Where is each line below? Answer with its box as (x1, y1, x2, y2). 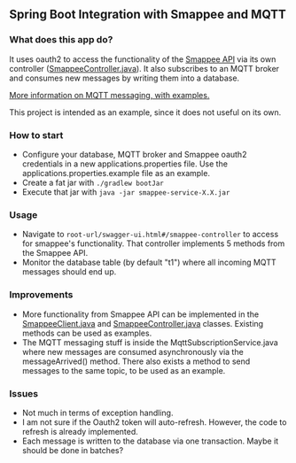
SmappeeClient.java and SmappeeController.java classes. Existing (21, 318, 264, 328)
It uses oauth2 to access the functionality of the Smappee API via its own (9, 53, 277, 65)
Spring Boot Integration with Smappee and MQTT (9, 7, 286, 22)
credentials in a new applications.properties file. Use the (21, 158, 229, 169)
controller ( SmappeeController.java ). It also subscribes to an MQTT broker (9, 63, 280, 73)
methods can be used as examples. (21, 328, 152, 338)
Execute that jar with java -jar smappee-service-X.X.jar (21, 186, 230, 197)
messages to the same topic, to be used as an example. (21, 365, 226, 375)
